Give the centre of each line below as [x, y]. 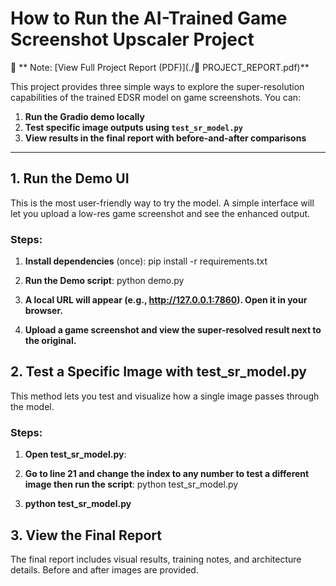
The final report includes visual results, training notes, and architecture [156, 559]
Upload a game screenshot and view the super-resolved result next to [173, 330]
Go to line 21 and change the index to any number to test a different [167, 474]
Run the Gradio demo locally [84, 116]
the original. [50, 341]
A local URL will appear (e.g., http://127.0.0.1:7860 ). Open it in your [166, 300]
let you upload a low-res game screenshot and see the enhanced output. [160, 213]
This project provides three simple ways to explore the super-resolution [157, 86]
